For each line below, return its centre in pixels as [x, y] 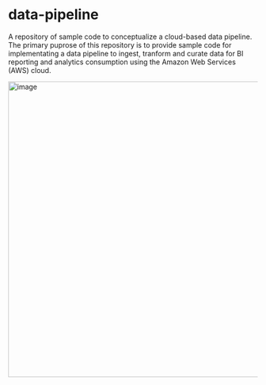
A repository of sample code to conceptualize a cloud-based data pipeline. [130, 37]
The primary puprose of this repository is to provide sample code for [120, 44]
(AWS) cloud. [30, 70]
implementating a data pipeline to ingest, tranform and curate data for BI [126, 53]
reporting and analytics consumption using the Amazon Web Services [122, 62]
